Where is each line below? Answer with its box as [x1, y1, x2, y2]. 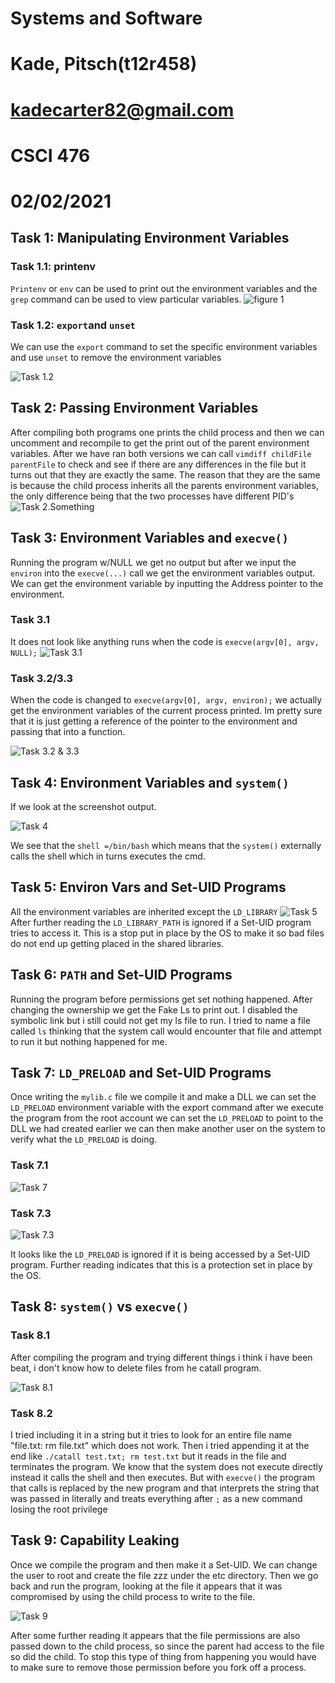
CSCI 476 [10, 144, 91, 167]
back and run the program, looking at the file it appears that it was [10, 1580, 283, 1592]
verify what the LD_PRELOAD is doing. [10, 1133, 158, 1146]
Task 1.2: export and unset [10, 318, 136, 332]
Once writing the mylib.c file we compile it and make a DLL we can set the [10, 1091, 317, 1103]
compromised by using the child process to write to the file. [10, 1590, 256, 1602]
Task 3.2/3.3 [10, 671, 73, 685]
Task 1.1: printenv [10, 260, 97, 274]
